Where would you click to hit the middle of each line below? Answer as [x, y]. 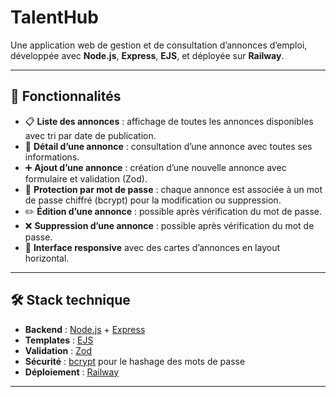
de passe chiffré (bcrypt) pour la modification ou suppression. [153, 200]
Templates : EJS [59, 340]
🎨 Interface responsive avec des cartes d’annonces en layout [152, 247]
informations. [52, 157]
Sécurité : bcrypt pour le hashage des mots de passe [135, 361]
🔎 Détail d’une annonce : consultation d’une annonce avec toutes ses [168, 146]
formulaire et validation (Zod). [86, 178]
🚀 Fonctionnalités [66, 96]
